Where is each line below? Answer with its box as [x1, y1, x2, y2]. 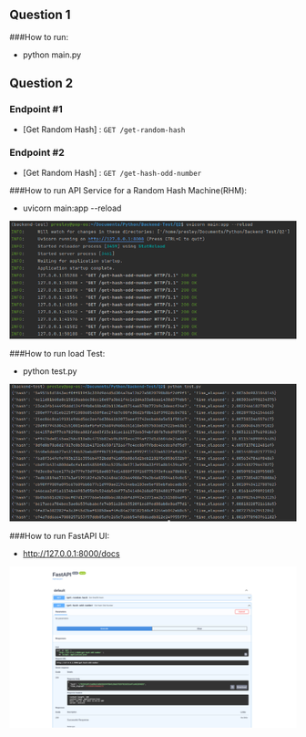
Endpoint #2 [9, 146, 66, 159]
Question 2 [9, 76, 74, 91]
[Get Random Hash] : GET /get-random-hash [22, 123, 186, 135]
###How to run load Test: [9, 348, 106, 359]
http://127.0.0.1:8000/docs [22, 547, 120, 559]
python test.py [22, 366, 77, 377]
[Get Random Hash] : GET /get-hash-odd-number [22, 167, 202, 178]
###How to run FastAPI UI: [9, 530, 110, 541]
